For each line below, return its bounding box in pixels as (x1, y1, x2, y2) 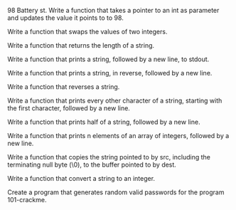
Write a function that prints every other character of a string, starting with (7, 96, 222, 105)
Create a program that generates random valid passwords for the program (7, 188, 225, 196)
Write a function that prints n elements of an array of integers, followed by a (7, 132, 230, 140)
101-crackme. (7, 196, 47, 204)
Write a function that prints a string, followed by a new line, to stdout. (7, 55, 210, 63)
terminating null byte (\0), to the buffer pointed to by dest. (7, 160, 176, 169)
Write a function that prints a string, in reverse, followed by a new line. (7, 69, 213, 77)
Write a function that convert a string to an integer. (7, 174, 155, 182)
